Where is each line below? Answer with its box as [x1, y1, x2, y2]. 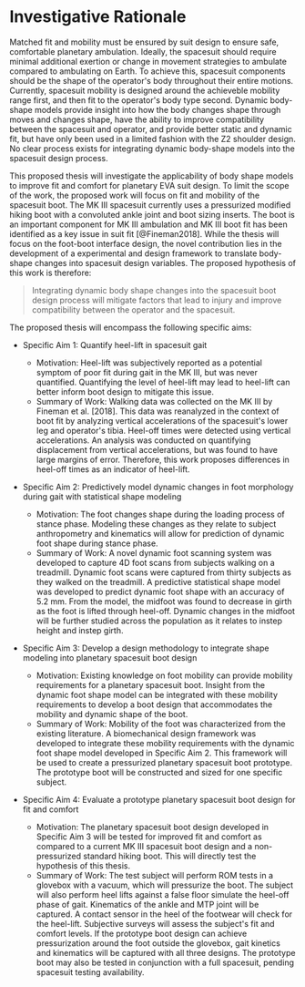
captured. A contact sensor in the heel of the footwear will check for [36, 909, 293, 920]
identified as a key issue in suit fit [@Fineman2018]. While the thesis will [9, 228, 280, 239]
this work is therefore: [9, 267, 92, 278]
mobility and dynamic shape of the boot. [36, 708, 188, 719]
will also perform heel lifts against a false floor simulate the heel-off [36, 889, 290, 900]
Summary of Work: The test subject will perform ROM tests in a [36, 869, 274, 880]
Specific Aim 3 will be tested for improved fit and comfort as [36, 831, 262, 842]
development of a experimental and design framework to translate [9, 248, 258, 259]
